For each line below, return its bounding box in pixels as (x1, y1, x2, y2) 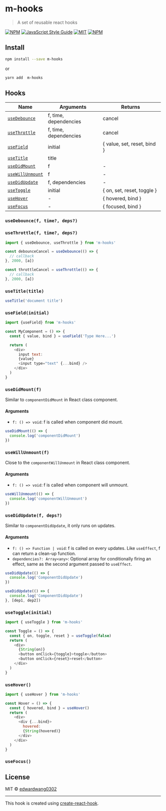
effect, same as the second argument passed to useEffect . (12, 561, 132, 567)
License (5, 773, 30, 781)
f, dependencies (47, 179, 86, 186)
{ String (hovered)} (23, 729, 61, 734)
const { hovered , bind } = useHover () (9, 705, 90, 710)
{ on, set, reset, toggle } (103, 187, 157, 194)
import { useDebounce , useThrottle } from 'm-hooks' (5, 240, 116, 245)
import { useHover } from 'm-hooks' (5, 692, 81, 697)
